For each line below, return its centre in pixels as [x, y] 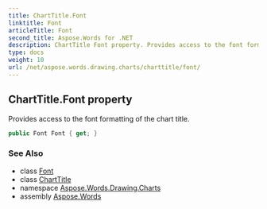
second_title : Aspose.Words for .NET [71, 38]
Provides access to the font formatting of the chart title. [99, 118]
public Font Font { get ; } [53, 133]
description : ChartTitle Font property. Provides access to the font [126, 45]
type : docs [26, 52]
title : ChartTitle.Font [48, 15]
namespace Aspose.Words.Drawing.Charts [90, 188]
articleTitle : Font [41, 30]
